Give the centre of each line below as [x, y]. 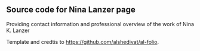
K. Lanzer [18, 30]
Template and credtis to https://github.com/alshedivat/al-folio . [83, 42]
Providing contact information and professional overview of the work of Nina [100, 24]
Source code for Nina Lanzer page [71, 10]
